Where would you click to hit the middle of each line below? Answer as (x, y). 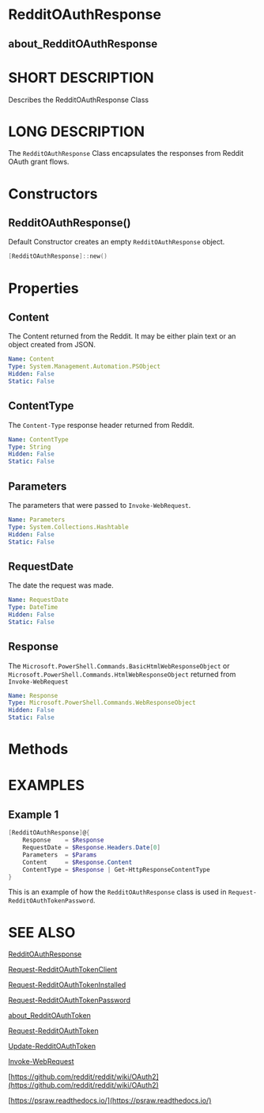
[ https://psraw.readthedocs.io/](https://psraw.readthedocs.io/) (110, 1100)
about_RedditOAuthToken (49, 1016)
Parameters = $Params (60, 855)
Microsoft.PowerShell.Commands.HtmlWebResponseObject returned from (122, 674)
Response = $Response (63, 840)
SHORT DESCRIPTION (81, 78)
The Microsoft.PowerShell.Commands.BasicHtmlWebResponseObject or (119, 665)
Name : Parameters (37, 520)
